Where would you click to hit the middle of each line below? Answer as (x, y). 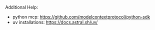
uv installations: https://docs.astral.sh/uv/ (55, 22)
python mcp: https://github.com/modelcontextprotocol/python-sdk (81, 17)
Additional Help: (22, 7)
